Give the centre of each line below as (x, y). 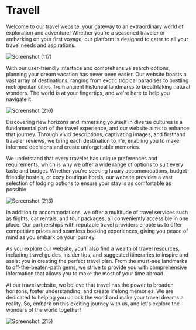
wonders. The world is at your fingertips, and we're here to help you (88, 93)
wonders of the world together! (44, 309)
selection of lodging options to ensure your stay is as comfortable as (89, 183)
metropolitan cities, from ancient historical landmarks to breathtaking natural (98, 86)
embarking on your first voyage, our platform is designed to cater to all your (97, 39)
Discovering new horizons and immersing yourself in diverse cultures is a (94, 122)
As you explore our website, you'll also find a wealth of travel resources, (93, 248)
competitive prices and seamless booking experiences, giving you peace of (97, 231)
